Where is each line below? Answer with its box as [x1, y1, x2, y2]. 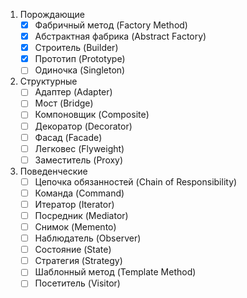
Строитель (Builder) [34, 42, 119, 54]
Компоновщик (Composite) [34, 109, 150, 121]
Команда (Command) [34, 187, 125, 199]
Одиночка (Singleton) [34, 64, 126, 76]
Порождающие [19, 9, 85, 20]
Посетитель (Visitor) [34, 277, 121, 289]
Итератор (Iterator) [34, 198, 115, 210]
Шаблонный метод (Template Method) [34, 266, 197, 278]
